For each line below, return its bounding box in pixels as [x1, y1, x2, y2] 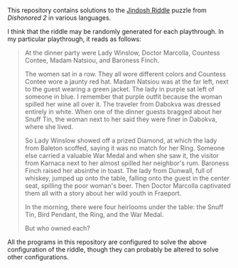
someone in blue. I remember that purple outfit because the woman [24, 92, 222, 101]
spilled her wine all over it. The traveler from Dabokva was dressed [24, 100, 221, 108]
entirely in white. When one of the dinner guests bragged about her [24, 108, 222, 116]
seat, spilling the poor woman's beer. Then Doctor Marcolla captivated [24, 182, 231, 190]
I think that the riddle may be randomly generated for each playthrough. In [7, 28, 225, 35]
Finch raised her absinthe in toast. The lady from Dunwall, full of [24, 167, 213, 174]
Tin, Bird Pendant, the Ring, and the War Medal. [24, 211, 164, 218]
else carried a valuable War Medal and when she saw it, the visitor [24, 152, 219, 160]
